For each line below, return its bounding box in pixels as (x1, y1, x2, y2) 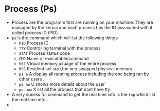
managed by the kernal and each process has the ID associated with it (11, 24, 153, 30)
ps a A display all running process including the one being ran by (18, 71, 149, 77)
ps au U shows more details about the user (18, 81, 105, 87)
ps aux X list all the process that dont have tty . (18, 86, 113, 92)
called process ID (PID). (11, 30, 59, 35)
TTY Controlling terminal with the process (18, 45, 101, 51)
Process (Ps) (4, 3, 57, 15)
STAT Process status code (18, 50, 70, 56)
